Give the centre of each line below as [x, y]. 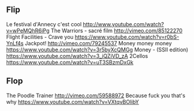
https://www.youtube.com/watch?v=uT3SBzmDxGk [70, 62]
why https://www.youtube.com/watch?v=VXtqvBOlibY [73, 101]
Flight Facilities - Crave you [40, 37]
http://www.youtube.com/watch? [124, 24]
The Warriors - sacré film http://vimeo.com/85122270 [116, 30]
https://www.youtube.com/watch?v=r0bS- [127, 37]
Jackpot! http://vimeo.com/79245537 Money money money [98, 43]
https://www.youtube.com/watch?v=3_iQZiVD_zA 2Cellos [77, 55]
